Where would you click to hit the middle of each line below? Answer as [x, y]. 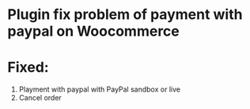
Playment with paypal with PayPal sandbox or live [100, 89]
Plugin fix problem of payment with [125, 15]
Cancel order [40, 98]
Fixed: [28, 68]
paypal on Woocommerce [93, 31]
